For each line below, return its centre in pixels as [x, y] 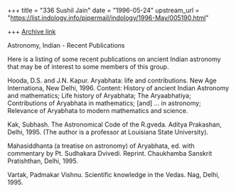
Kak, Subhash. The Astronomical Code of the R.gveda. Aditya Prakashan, [114, 124]
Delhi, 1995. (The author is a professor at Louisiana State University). [108, 132]
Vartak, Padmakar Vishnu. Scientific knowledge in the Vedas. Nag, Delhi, [114, 175]
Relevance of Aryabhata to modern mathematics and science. [98, 111]
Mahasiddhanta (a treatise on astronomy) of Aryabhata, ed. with [101, 146]
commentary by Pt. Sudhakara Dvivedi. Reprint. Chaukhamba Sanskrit [110, 153]
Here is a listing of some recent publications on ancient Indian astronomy [114, 59]
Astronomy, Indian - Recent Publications [66, 45]
